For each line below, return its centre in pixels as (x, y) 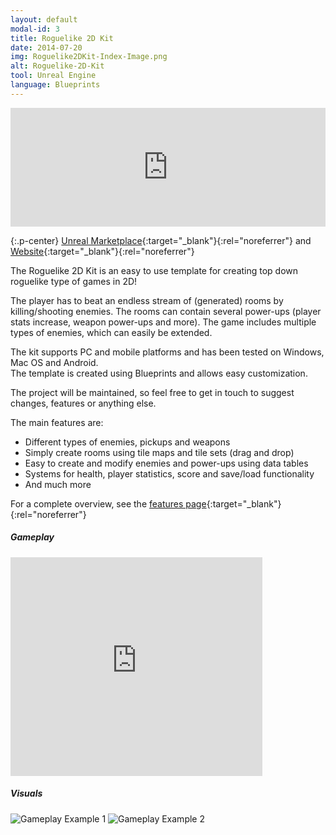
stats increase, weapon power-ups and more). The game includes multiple (163, 322)
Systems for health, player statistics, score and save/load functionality (169, 473)
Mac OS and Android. (54, 362)
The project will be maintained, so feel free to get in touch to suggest (152, 392)
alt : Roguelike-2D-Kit (57, 66)
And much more (58, 484)
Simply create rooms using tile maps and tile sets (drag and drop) (159, 452)
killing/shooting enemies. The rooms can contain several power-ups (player (166, 311)
